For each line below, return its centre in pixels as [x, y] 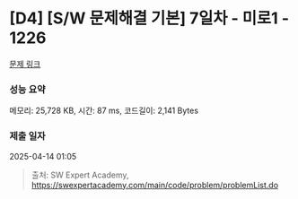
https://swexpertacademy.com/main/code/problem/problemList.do [155, 185]
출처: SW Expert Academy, [80, 175]
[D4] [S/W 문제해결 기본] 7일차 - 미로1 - [149, 18]
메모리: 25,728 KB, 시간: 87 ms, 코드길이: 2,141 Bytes [104, 111]
